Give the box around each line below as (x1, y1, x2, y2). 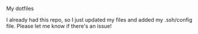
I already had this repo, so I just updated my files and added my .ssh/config (6, 16, 193, 23)
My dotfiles (6, 5, 34, 12)
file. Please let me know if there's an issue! (6, 23, 112, 29)
